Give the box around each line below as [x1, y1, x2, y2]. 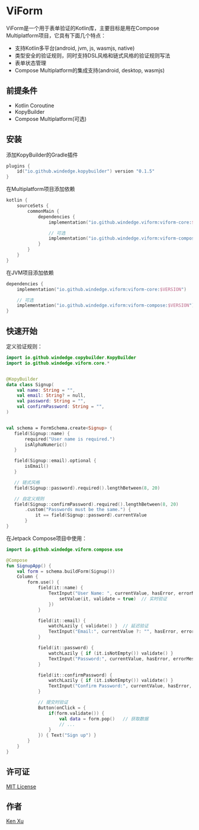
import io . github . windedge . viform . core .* [6, 360, 110, 366]
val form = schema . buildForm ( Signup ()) [17, 568, 115, 574]
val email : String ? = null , [17, 392, 86, 398]
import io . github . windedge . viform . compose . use [6, 547, 123, 553]
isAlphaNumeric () [24, 442, 68, 448]
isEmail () [24, 464, 49, 470]
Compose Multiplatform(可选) [14, 115, 87, 122]
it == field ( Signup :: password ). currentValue [35, 512, 147, 518]
